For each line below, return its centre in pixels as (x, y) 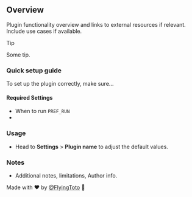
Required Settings (30, 97)
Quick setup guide (34, 71)
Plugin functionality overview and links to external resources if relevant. (96, 24)
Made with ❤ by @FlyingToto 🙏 (46, 187)
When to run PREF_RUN (42, 111)
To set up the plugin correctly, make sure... (60, 84)
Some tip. (18, 55)
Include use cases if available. (44, 31)
